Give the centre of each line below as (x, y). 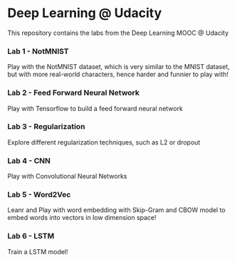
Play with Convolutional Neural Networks (67, 177)
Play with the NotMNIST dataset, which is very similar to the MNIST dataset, (118, 67)
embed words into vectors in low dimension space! (82, 218)
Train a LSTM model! (38, 251)
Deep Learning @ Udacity (85, 13)
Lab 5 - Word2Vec (39, 195)
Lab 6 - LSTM (31, 236)
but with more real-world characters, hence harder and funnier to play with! (118, 74)
